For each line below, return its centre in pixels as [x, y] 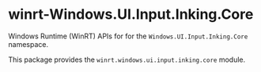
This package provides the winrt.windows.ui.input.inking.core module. [127, 59]
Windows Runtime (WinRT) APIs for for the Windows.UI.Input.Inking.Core [128, 36]
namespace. [28, 44]
